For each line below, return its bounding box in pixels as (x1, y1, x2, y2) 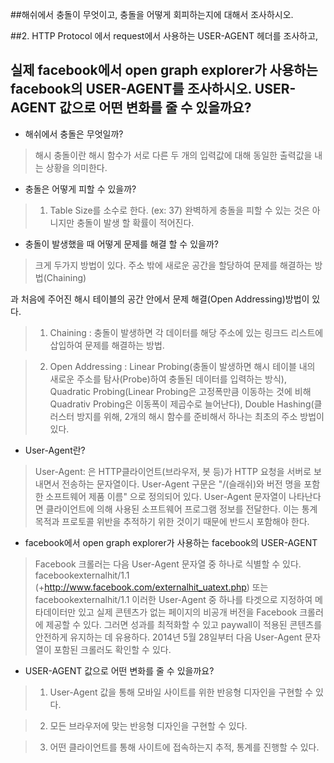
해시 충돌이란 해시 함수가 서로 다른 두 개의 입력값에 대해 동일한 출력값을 (34, 149, 313, 161)
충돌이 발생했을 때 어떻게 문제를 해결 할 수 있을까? (24, 238, 219, 250)
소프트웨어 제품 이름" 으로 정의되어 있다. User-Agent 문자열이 (45, 490, 287, 502)
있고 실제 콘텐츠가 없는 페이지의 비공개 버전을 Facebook (78, 606, 298, 618)
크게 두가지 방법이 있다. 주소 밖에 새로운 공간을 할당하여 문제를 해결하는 (34, 259, 313, 271)
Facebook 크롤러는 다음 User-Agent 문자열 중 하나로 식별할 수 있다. (34, 558, 302, 570)
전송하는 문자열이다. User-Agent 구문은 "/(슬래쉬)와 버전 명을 (61, 478, 302, 490)
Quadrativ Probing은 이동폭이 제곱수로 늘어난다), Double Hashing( (49, 398, 315, 410)
